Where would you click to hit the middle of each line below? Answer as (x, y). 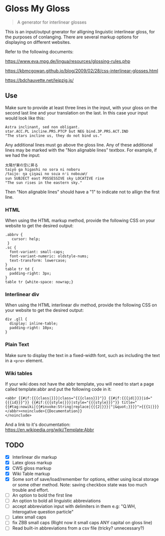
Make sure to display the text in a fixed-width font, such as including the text (82, 355)
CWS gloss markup (32, 468)
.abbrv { (14, 235)
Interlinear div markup (35, 457)
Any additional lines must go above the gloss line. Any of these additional (79, 145)
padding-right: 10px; (32, 328)
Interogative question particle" (43, 512)
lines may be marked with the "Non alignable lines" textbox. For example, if (81, 150)
